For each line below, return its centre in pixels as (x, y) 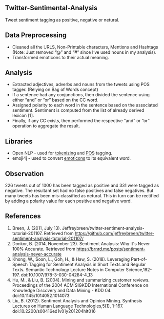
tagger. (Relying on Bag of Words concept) (55, 89)
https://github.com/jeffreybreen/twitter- (115, 233)
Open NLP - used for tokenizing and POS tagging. (62, 153)
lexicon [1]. (23, 116)
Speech (20, 264)
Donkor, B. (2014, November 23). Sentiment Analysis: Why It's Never (81, 243)
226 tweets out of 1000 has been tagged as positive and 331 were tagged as (82, 186)
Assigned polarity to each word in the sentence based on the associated (85, 105)
